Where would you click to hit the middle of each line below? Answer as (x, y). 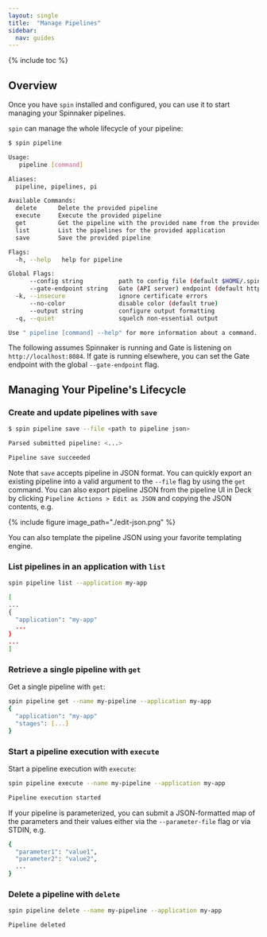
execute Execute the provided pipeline (88, 216)
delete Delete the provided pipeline (87, 208)
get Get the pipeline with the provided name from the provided (138, 224)
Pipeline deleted (37, 925)
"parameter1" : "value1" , (56, 852)
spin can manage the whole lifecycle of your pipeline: (96, 129)
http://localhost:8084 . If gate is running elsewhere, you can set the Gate (129, 356)
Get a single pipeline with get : (57, 687)
